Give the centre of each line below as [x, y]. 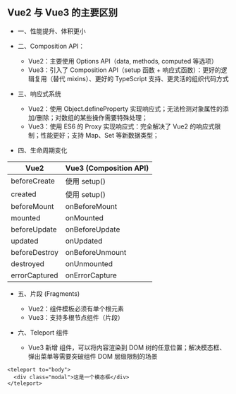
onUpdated [84, 241]
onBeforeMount [91, 206]
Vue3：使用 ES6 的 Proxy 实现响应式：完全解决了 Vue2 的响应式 [121, 126]
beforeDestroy [35, 252]
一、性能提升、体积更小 [51, 31]
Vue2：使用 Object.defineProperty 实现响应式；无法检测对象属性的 [125, 109]
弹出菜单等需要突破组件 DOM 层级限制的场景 [93, 356]
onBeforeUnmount [96, 252]
